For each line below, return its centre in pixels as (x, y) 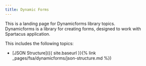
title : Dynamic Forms (27, 10)
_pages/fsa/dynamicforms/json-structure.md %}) (62, 58)
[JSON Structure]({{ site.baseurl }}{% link (54, 53)
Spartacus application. (28, 34)
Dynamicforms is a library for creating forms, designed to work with (73, 29)
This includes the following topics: (40, 43)
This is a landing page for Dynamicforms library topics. (60, 23)
